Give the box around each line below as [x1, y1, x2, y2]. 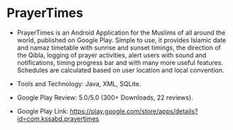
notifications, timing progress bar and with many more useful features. [16, 58, 223, 66]
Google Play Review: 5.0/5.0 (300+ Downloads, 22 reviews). [16, 93, 193, 102]
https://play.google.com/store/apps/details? [70, 107, 198, 115]
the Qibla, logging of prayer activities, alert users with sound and [16, 51, 207, 59]
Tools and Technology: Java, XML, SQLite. [16, 79, 141, 88]
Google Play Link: [16, 107, 69, 115]
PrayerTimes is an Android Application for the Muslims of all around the [16, 28, 226, 37]
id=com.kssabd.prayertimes [16, 114, 99, 123]
